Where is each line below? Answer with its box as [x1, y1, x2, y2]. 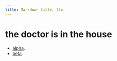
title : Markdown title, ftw [5, 7, 63, 12]
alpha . [12, 45, 25, 51]
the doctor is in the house [5, 28, 113, 40]
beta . [12, 50, 23, 56]
